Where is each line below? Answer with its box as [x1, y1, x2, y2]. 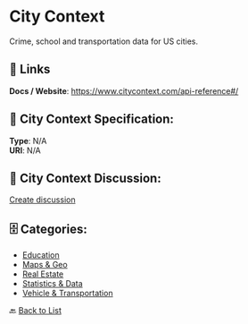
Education [21, 250, 60, 260]
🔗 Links [9, 62, 51, 77]
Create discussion [9, 194, 76, 205]
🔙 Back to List [9, 305, 62, 316]
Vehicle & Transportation [21, 288, 113, 299]
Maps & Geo [21, 260, 69, 270]
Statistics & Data [21, 278, 83, 289]
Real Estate [21, 269, 64, 279]
